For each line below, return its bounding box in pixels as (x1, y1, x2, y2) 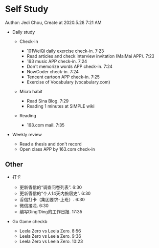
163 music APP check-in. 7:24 (26, 58, 87, 64)
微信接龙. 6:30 (19, 203, 49, 208)
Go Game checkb (12, 218, 47, 224)
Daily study (12, 29, 35, 35)
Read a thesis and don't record (19, 141, 82, 147)
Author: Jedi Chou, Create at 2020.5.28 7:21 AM (5, 20, 102, 25)
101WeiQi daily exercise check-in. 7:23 (26, 48, 104, 54)
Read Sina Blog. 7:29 (26, 98, 69, 103)
